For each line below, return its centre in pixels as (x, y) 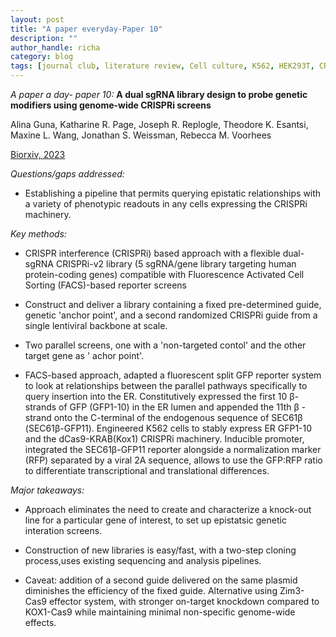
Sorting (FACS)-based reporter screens (105, 285)
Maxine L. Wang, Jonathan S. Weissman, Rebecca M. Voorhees (141, 135)
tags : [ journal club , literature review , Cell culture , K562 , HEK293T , (162, 66)
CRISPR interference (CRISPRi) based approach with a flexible (152, 253)
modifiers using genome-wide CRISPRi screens (111, 105)
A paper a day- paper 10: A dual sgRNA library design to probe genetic (159, 94)
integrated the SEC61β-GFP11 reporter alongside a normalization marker (173, 449)
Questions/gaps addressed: (67, 174)
